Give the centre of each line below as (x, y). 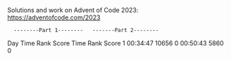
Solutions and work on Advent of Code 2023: (73, 10)
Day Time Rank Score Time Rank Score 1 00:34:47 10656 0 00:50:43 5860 (115, 43)
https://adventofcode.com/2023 (54, 17)
